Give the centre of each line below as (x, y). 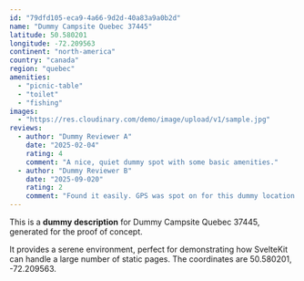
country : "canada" (44, 60)
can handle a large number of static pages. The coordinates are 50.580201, (151, 259)
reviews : (26, 129)
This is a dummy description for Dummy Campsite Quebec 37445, (135, 222)
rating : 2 (45, 188)
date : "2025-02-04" (63, 145)
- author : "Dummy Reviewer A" (75, 137)
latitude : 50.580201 (49, 35)
